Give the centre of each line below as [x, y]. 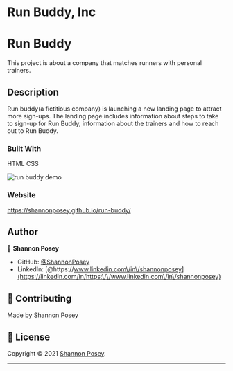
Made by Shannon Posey [43, 315]
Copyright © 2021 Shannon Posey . [57, 353]
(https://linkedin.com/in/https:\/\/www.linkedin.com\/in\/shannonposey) [119, 277]
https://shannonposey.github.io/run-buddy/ [69, 210]
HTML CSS [23, 164]
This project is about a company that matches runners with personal [105, 63]
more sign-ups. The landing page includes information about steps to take [113, 116]
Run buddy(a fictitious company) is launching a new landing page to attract [114, 109]
